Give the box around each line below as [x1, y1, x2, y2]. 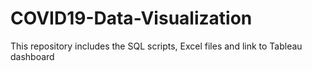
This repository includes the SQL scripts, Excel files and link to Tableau [10, 40, 303, 52]
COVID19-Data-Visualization [10, 7, 253, 30]
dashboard [10, 50, 55, 62]
